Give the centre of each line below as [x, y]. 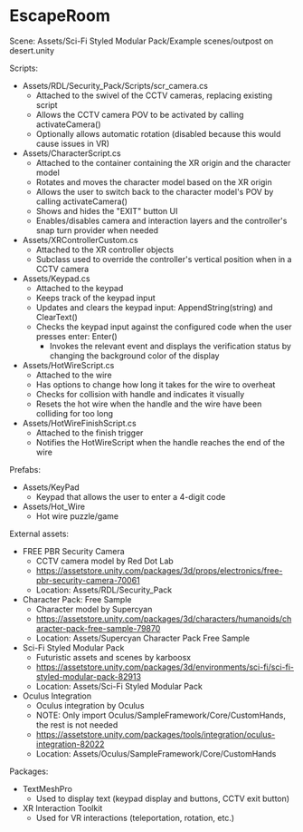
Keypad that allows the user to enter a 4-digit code [131, 496]
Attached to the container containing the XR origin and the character [163, 162]
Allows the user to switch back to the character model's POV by [155, 191]
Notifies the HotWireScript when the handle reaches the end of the [160, 442]
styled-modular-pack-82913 [89, 676]
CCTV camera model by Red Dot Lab [104, 561]
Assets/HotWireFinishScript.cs [80, 423]
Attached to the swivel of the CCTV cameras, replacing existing [154, 95]
